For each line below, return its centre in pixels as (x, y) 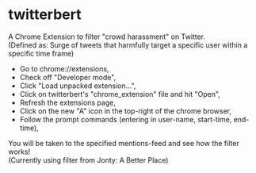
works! (19, 152)
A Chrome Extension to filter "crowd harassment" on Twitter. (107, 37)
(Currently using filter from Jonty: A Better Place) (88, 160)
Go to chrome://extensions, (64, 68)
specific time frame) (41, 53)
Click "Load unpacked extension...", (78, 86)
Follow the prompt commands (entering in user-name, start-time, (126, 119)
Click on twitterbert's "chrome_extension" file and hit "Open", (120, 94)
